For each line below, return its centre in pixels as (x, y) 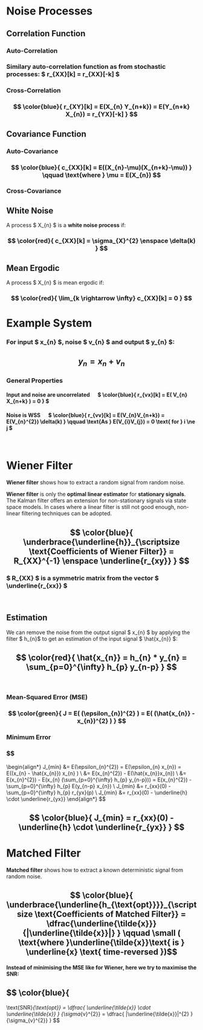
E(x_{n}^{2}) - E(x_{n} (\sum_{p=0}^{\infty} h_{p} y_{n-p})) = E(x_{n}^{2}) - (99, 779)
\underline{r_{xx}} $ (37, 586)
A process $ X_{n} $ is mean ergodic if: (55, 282)
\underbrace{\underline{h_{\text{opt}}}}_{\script (101, 905)
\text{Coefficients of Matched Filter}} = (110, 914)
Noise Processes (50, 11)
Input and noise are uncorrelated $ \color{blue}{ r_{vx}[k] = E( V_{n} (97, 395)
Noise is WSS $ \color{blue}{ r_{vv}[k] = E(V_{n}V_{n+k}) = (85, 415)
